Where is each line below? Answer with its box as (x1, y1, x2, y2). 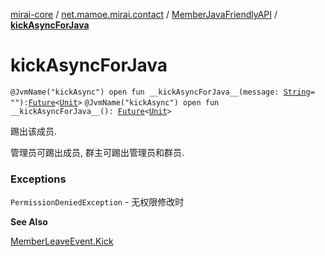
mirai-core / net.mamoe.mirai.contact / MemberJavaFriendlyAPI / (10, 9, 278, 20)
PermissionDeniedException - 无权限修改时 (10, 196, 185, 208)
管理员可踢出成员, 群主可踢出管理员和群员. (10, 146, 185, 158)
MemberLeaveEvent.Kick (10, 235, 114, 248)
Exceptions (10, 172, 67, 186)
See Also (10, 216, 48, 228)
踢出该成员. (10, 125, 58, 137)
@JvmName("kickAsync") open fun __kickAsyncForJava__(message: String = (10, 87, 315, 97)
